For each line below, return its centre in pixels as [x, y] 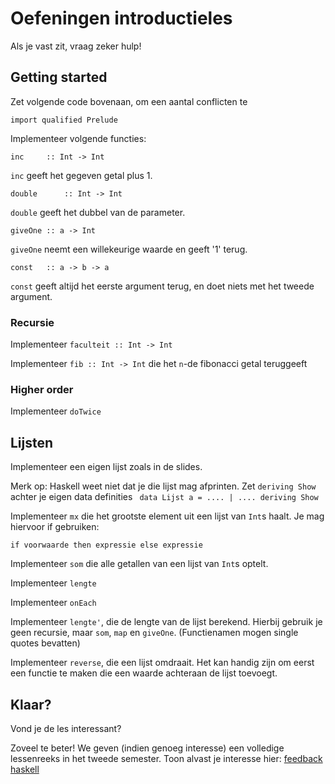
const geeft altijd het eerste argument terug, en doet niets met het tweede [162, 286]
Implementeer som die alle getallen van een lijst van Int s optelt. [139, 564]
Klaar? [31, 704]
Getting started [59, 77]
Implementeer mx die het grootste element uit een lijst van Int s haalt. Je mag [167, 516]
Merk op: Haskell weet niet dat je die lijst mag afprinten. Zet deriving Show [163, 486]
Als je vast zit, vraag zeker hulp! [76, 46]
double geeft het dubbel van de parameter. [98, 212]
